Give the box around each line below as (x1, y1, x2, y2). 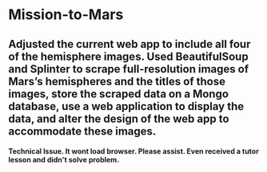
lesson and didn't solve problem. (8, 155, 120, 165)
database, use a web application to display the (8, 100, 245, 113)
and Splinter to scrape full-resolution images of (8, 62, 249, 76)
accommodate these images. (8, 124, 157, 138)
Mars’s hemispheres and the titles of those (8, 74, 226, 88)
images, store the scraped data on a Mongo (8, 87, 229, 100)
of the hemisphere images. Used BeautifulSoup (8, 49, 249, 63)
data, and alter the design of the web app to (8, 111, 229, 125)
